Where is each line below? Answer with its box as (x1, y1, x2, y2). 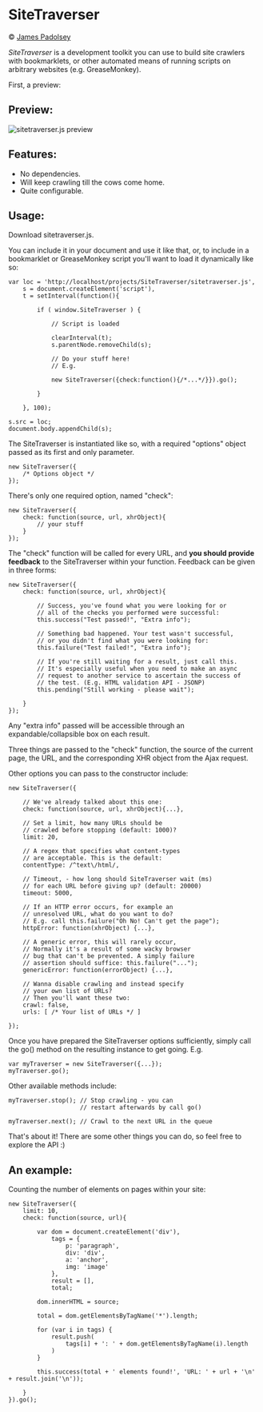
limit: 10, (22, 1207, 59, 1215)
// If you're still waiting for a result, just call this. (37, 658, 238, 666)
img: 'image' (65, 1263, 110, 1271)
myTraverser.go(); (8, 1067, 70, 1075)
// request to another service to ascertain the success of (37, 672, 241, 680)
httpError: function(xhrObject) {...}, (22, 924, 156, 932)
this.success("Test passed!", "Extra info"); (37, 616, 192, 624)
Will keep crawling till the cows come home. (19, 177, 165, 187)
